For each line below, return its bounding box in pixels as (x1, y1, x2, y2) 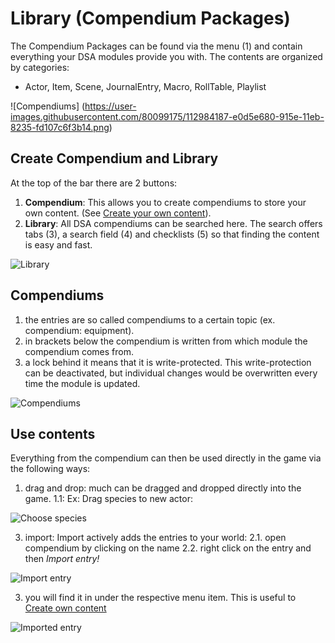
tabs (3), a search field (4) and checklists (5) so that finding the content (24, 228, 320, 240)
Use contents (10, 425, 96, 442)
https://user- (84, 100, 137, 112)
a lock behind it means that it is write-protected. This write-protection (24, 356, 312, 368)
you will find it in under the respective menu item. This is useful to (24, 592, 297, 604)
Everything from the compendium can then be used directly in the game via (10, 452, 322, 464)
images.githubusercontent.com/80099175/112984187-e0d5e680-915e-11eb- (10, 110, 325, 122)
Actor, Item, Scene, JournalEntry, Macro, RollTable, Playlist (24, 80, 267, 92)
